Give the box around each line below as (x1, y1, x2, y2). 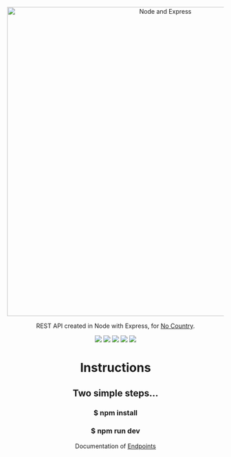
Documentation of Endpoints (75, 442, 156, 450)
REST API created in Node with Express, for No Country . (36, 322, 195, 330)
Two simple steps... (72, 387, 159, 399)
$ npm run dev (90, 426, 141, 436)
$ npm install (93, 408, 138, 417)
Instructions (80, 360, 151, 376)
